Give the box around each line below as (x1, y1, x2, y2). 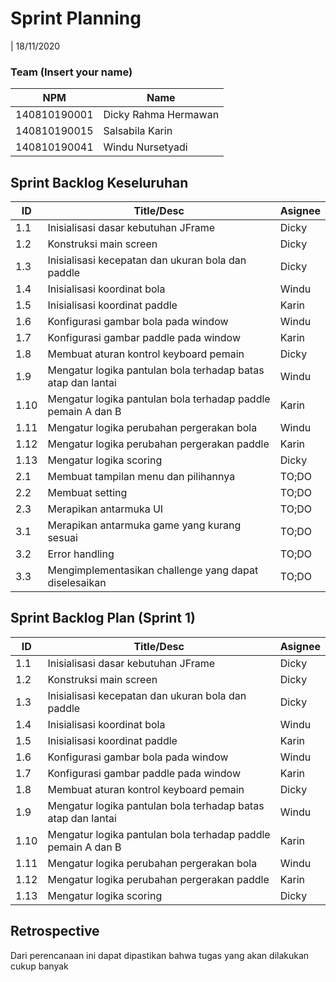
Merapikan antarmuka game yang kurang (47, 518, 242, 532)
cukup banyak (10, 960, 69, 972)
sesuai (47, 531, 78, 545)
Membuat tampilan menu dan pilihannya (47, 470, 236, 484)
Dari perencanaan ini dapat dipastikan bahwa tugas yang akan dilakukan (10, 949, 310, 961)
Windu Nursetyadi (103, 140, 188, 154)
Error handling (47, 547, 115, 561)
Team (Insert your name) (10, 65, 133, 79)
